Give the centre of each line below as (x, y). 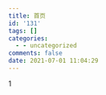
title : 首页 (27, 16)
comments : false (35, 53)
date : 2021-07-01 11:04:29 (53, 61)
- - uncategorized (47, 46)
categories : (28, 38)
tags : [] (23, 31)
